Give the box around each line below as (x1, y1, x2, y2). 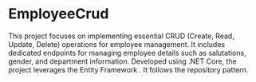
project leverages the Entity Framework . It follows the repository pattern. (8, 64, 249, 74)
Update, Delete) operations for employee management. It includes (8, 39, 226, 49)
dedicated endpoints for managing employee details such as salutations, (8, 48, 246, 57)
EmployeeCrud (8, 5, 109, 23)
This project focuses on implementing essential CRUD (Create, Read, (8, 31, 235, 41)
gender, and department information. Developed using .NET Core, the (8, 57, 237, 66)
